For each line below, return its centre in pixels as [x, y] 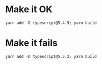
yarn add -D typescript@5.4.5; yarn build [51, 23]
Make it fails [31, 43]
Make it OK [29, 9]
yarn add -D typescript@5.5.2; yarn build [51, 56]
